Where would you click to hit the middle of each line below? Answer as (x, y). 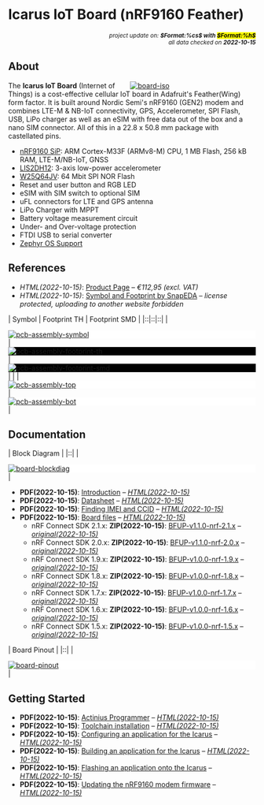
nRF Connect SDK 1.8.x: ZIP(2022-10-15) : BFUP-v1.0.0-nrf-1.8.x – (137, 576)
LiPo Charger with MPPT (59, 210)
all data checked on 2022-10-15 (212, 42)
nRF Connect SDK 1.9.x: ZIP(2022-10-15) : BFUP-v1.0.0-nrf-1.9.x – (137, 559)
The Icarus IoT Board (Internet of (62, 85)
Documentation (47, 434)
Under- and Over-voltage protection (78, 226)
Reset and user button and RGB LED (78, 184)
